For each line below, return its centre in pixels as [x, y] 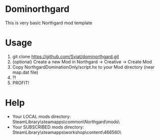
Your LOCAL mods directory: [41, 116]
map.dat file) [25, 72]
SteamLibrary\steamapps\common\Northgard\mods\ [66, 122]
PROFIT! [21, 83]
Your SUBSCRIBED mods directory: [48, 127]
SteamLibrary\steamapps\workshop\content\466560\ [67, 132]
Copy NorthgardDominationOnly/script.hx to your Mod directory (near [83, 67]
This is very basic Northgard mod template [49, 23]
